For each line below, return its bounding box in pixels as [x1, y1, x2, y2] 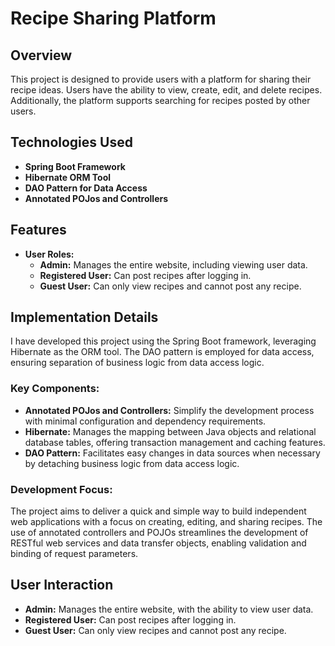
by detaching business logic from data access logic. [24, 457, 240, 469]
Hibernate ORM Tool [24, 171, 112, 183]
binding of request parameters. [10, 548, 139, 560]
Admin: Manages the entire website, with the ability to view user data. [24, 603, 314, 615]
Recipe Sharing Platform [10, 7, 217, 30]
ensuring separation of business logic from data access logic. [10, 357, 265, 369]
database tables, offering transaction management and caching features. [24, 436, 326, 448]
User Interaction [10, 577, 114, 594]
